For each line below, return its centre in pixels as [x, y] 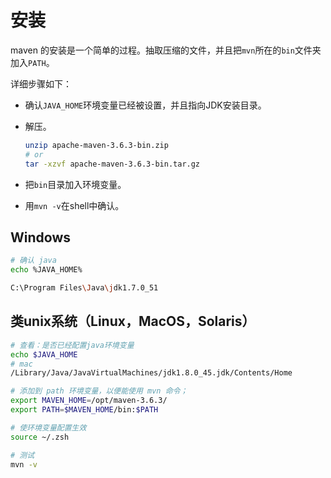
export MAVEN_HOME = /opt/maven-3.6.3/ [89, 401]
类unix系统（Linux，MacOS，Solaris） [133, 321]
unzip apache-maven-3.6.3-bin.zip [96, 145]
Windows [40, 237]
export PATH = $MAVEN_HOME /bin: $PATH [84, 410]
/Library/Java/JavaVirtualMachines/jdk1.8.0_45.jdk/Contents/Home [151, 373]
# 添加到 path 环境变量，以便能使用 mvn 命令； [99, 391]
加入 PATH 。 [32, 62]
